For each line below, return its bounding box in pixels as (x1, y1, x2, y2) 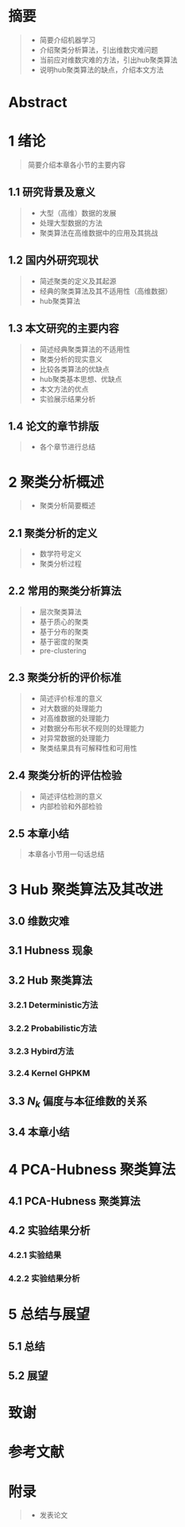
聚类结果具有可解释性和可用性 (39, 743, 137, 753)
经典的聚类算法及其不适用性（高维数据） (39, 286, 172, 295)
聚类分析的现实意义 (39, 354, 103, 364)
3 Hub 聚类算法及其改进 (8, 880, 164, 898)
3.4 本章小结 (8, 1125, 70, 1139)
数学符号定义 (39, 549, 82, 559)
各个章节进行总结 (39, 442, 96, 452)
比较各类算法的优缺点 (39, 364, 110, 374)
